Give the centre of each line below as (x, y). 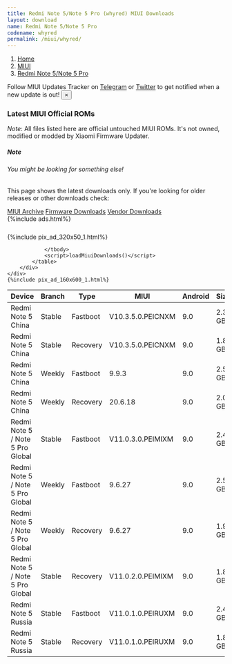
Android (195, 296)
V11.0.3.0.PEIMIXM (142, 439)
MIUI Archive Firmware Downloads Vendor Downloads (85, 212)
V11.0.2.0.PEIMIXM (142, 576)
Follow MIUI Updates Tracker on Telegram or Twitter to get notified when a (113, 87)
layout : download (32, 20)
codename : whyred (32, 33)
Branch (53, 296)
